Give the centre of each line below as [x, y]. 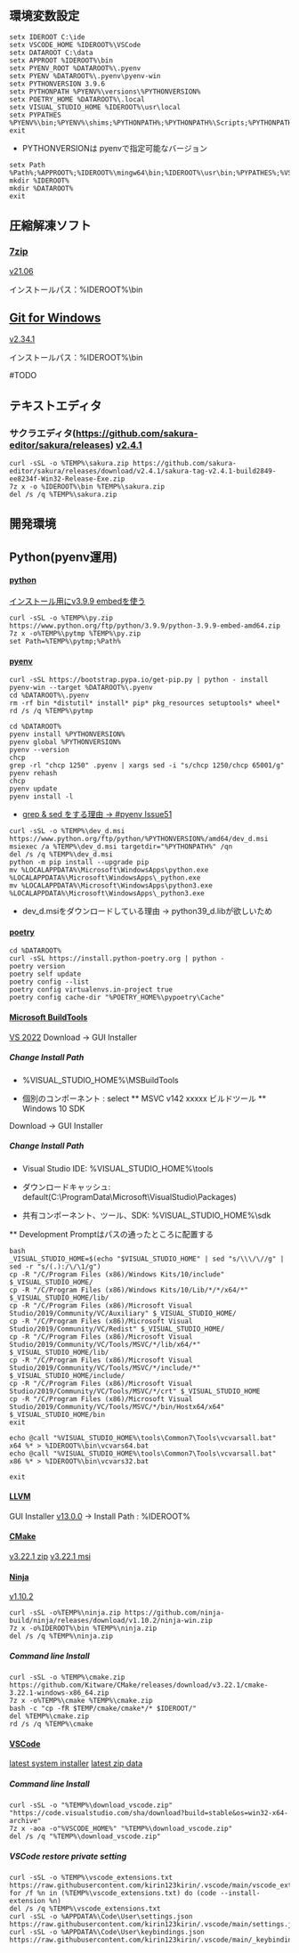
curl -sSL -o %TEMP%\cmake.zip [67, 1677]
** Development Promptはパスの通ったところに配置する [112, 1234]
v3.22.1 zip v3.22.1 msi [50, 1556]
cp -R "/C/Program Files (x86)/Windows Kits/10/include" [117, 1274]
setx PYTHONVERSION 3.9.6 [57, 84]
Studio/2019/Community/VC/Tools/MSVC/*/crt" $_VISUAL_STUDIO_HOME [135, 1391]
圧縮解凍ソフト [50, 226]
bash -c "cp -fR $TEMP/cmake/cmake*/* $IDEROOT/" [103, 1709]
